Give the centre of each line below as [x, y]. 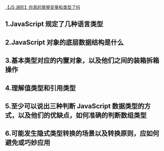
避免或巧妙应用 [28, 143]
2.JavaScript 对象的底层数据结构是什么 [64, 42]
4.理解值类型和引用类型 [40, 88]
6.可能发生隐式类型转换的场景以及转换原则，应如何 [82, 134]
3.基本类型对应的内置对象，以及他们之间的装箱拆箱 [82, 61]
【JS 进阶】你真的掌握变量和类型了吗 [43, 7]
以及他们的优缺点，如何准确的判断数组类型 [82, 115]
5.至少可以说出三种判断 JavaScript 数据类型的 [75, 106]
